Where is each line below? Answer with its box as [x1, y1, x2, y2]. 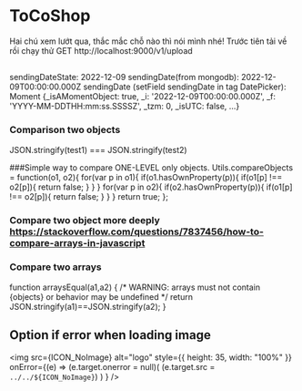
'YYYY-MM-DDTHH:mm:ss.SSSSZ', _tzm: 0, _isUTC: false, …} [9, 101, 240, 112]
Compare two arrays [9, 261, 102, 273]
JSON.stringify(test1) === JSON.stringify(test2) [9, 144, 188, 155]
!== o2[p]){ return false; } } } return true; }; [9, 190, 168, 201]
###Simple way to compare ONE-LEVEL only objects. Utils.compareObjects [9, 161, 294, 173]
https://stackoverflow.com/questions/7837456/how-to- [9, 225, 264, 238]
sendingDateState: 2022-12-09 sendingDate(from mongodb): [9, 72, 239, 83]
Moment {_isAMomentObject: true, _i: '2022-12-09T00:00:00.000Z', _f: [9, 91, 276, 102]
